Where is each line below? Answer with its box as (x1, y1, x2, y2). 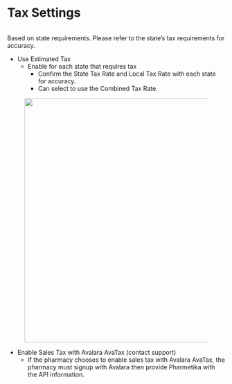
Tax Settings (7, 5, 81, 21)
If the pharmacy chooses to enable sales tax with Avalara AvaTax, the (27, 356, 225, 364)
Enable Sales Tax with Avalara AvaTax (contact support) (17, 348, 177, 356)
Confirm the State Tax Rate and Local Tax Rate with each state (37, 69, 216, 78)
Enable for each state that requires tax (27, 62, 137, 70)
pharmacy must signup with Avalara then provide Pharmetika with (27, 362, 215, 371)
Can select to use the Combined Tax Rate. (37, 84, 158, 92)
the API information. (27, 370, 84, 378)
